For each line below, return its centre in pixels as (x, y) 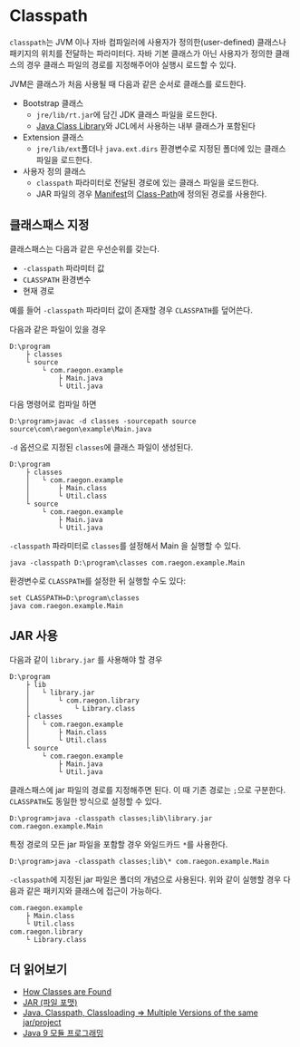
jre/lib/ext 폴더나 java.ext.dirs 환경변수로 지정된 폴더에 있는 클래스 (161, 148)
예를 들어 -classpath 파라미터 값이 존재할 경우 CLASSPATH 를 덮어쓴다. (131, 310)
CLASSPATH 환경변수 (57, 279)
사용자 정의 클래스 (54, 171)
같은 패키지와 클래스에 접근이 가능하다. (94, 890)
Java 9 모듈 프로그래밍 (63, 1033)
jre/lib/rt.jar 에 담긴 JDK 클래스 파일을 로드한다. (126, 114)
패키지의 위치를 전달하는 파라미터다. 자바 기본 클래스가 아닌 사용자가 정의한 (141, 53)
